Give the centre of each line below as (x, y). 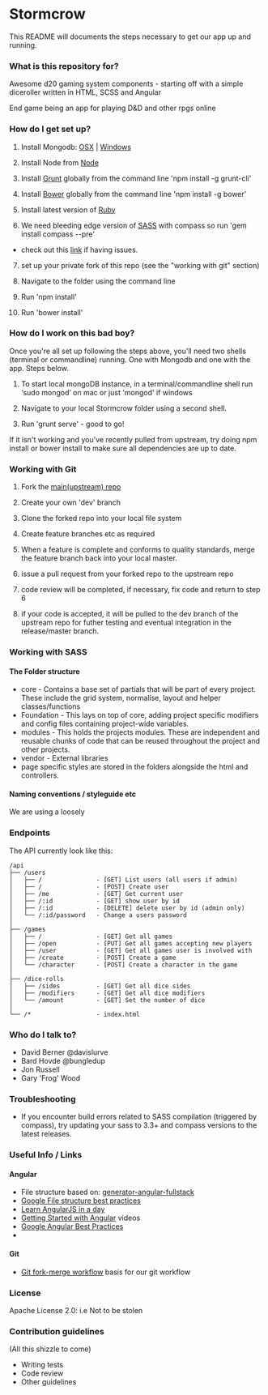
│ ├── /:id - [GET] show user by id (95, 901)
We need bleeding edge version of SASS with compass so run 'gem (134, 225)
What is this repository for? (64, 66)
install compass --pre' (58, 234)
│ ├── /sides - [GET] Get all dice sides (100, 986)
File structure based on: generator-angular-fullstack (108, 1192)
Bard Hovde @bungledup (63, 1061)
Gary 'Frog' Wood (51, 1078)
